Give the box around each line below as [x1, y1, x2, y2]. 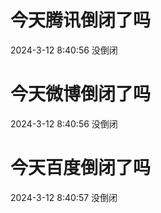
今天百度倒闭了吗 [10, 157, 152, 180]
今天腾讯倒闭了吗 [10, 9, 152, 32]
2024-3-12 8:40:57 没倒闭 [10, 191, 118, 203]
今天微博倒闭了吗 [10, 83, 152, 106]
